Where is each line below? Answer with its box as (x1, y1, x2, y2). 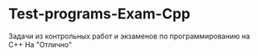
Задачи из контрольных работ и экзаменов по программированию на (8, 31, 251, 41)
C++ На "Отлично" (8, 39, 73, 49)
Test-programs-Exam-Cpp (8, 5, 191, 23)
